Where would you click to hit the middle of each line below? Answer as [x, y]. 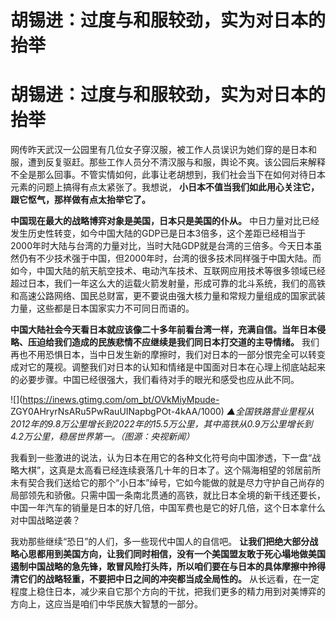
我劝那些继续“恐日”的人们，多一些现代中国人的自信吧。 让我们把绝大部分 [160, 542]
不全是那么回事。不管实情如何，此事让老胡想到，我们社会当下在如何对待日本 [168, 175]
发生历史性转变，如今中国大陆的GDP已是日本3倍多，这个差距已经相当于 [158, 233]
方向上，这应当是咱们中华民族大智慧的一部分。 [106, 604]
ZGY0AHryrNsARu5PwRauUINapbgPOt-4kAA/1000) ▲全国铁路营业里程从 [162, 412]
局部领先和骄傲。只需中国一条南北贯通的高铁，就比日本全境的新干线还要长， [168, 495]
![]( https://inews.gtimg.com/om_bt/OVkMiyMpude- [115, 400]
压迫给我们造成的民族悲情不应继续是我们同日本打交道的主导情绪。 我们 [173, 342]
